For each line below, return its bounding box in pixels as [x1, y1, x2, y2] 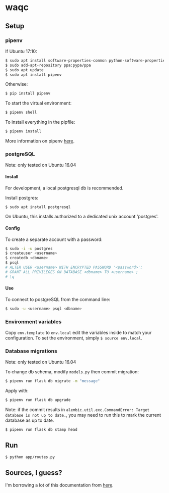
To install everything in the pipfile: [5, 119, 75, 125]
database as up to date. [5, 417, 54, 423]
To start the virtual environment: [5, 100, 72, 106]
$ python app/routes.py [5, 454, 55, 460]
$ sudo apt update [5, 67, 44, 72]
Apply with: [5, 388, 29, 394]
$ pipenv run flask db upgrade [5, 398, 71, 403]
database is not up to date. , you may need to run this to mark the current [5, 412, 161, 418]
